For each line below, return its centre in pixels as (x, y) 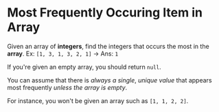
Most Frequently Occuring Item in (105, 13)
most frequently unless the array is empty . (67, 87)
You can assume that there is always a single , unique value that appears (109, 80)
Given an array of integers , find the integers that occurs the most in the (108, 46)
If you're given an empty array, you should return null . (84, 67)
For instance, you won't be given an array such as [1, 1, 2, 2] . (98, 100)
